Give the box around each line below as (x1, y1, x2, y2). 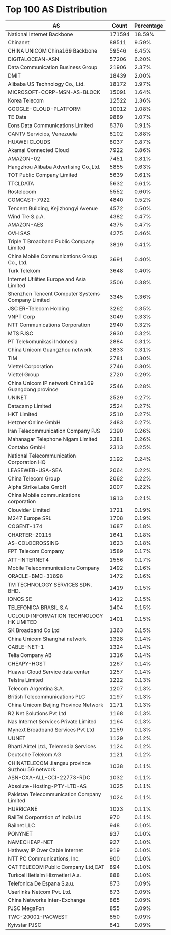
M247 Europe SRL (8, 514, 52, 521)
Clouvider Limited (8, 506, 50, 513)
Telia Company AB (8, 651, 52, 659)
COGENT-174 (8, 523, 43, 530)
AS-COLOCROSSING (8, 539, 59, 546)
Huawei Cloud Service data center (8, 668, 90, 675)
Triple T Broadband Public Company (8, 238, 95, 245)
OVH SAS (8, 230, 31, 237)
